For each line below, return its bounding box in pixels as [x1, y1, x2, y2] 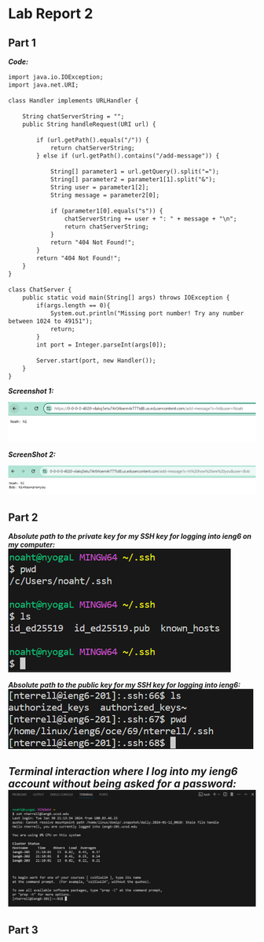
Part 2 [8, 510, 38, 524]
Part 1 [8, 36, 37, 50]
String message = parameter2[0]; [49, 191, 159, 199]
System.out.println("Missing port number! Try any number [49, 310, 244, 317]
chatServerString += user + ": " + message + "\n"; [64, 215, 237, 223]
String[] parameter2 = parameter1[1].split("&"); [49, 176, 216, 184]
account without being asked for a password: [8, 777, 237, 790]
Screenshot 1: [8, 387, 54, 395]
